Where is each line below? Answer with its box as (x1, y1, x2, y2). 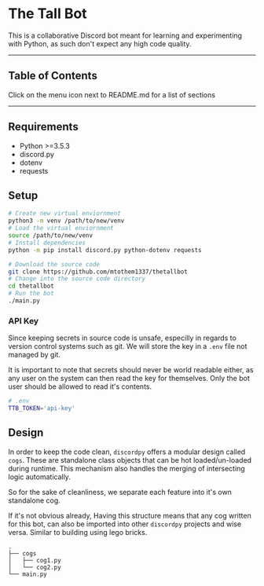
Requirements (8, 120, 79, 134)
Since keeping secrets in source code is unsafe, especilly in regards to (8, 333, 237, 342)
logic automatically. (8, 472, 71, 482)
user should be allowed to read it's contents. (8, 382, 152, 391)
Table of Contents (8, 69, 98, 82)
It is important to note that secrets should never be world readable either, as (8, 365, 254, 375)
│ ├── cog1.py (8, 556, 61, 564)
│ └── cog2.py (8, 563, 61, 571)
